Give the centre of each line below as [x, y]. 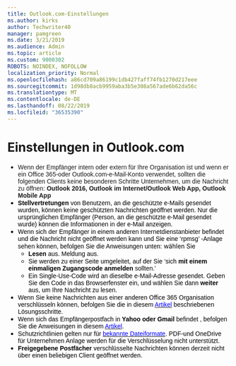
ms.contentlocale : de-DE [44, 100]
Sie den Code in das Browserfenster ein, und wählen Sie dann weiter [123, 283]
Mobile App [34, 195]
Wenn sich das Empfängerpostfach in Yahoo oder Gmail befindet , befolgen [122, 319]
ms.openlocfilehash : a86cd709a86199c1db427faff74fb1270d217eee [102, 79]
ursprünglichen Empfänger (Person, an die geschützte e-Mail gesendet [114, 217]
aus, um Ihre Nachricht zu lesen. [73, 290]
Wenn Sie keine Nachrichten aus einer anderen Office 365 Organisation [116, 297]
